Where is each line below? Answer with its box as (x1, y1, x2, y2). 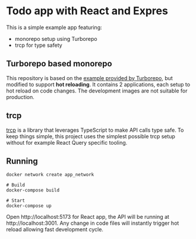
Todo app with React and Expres (6, 4, 168, 18)
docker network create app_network (6, 172, 94, 178)
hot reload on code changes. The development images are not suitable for (6, 87, 188, 94)
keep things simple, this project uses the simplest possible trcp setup (6, 132, 175, 140)
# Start (6, 197, 26, 204)
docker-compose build (6, 187, 60, 193)
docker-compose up (6, 203, 52, 209)
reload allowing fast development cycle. (6, 226, 104, 233)
